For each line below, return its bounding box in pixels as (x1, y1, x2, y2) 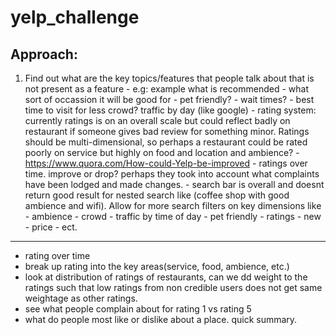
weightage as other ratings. (24, 292, 138, 304)
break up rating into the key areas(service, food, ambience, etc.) (24, 261, 290, 272)
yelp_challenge (10, 6, 140, 29)
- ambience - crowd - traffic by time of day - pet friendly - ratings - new (24, 211, 322, 222)
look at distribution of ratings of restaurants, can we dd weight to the (24, 271, 308, 283)
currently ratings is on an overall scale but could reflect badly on (24, 115, 291, 126)
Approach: (10, 46, 78, 63)
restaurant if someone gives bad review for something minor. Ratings (24, 126, 310, 137)
